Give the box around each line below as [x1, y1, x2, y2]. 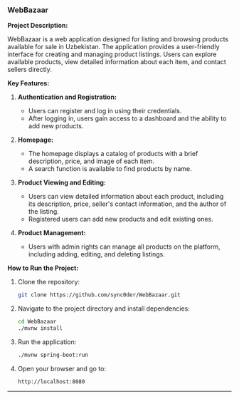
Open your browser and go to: [17, 364, 107, 373]
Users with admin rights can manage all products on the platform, [28, 242, 221, 251]
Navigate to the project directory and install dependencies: [17, 304, 190, 313]
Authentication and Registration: [17, 93, 117, 101]
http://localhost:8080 [17, 378, 85, 385]
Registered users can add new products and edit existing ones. [28, 215, 213, 224]
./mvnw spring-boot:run [17, 351, 89, 358]
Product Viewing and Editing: [17, 178, 107, 187]
